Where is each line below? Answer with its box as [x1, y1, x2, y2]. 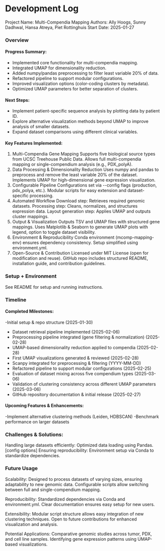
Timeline [5, 296, 27, 303]
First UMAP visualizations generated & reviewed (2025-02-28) [12, 355, 139, 361]
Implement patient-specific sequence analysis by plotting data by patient [12, 108, 160, 114]
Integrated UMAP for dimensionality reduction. [12, 65, 107, 71]
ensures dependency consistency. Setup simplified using [22, 240, 138, 246]
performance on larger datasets [5, 419, 70, 425]
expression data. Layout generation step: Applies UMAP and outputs [12, 208, 151, 214]
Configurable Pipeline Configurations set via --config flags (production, [12, 182, 157, 188]
